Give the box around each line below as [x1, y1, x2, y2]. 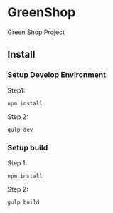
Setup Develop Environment [7, 70, 107, 80]
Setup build [7, 142, 48, 152]
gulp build [7, 199, 40, 206]
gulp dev [7, 126, 33, 133]
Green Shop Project [7, 28, 65, 36]
